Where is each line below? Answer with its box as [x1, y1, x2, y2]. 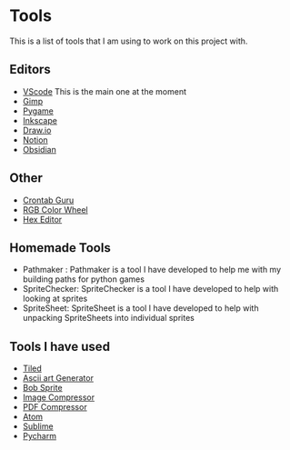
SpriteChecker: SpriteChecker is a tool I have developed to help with [22, 284, 279, 295]
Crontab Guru [22, 195, 75, 205]
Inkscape [22, 115, 57, 125]
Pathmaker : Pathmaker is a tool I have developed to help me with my [22, 265, 282, 275]
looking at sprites [22, 293, 88, 305]
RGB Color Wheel [22, 204, 88, 215]
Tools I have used [9, 338, 111, 355]
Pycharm [22, 431, 57, 442]
